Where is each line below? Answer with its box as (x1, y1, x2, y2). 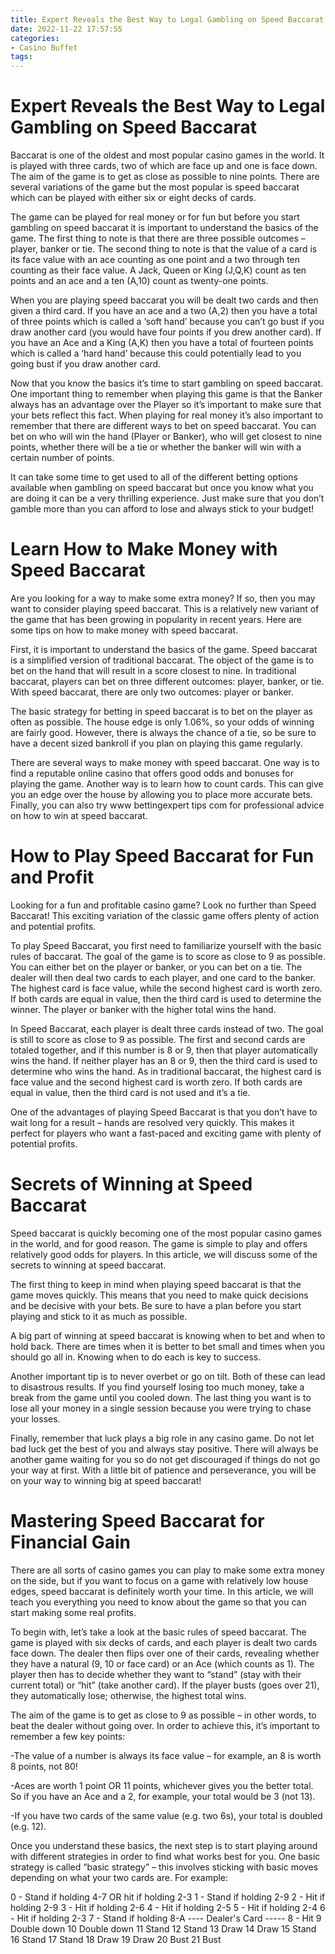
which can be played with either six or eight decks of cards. (10, 192, 257, 204)
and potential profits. (10, 920, 97, 932)
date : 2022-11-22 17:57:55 (10, 24, 123, 34)
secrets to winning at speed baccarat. (10, 1259, 167, 1271)
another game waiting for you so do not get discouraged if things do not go (10, 1453, 321, 1465)
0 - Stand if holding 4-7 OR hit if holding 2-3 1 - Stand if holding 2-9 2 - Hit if (10, 1891, 326, 1903)
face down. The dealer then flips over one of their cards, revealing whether (10, 1647, 320, 1659)
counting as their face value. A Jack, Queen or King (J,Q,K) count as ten (10, 264, 307, 276)
